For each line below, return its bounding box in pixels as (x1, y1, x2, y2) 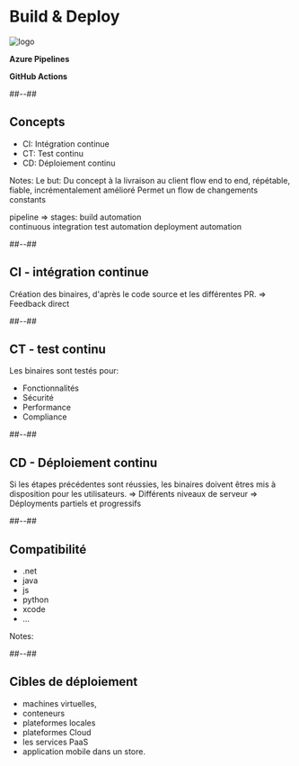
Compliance (22, 411, 67, 422)
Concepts (9, 114, 66, 130)
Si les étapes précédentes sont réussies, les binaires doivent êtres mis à (9, 479, 277, 490)
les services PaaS (22, 736, 89, 747)
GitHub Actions (9, 70, 68, 82)
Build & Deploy (9, 6, 120, 27)
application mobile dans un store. (22, 745, 146, 757)
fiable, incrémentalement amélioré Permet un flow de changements (9, 185, 259, 195)
